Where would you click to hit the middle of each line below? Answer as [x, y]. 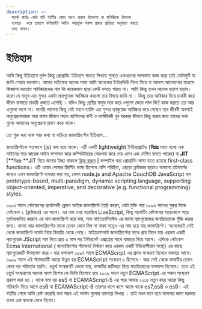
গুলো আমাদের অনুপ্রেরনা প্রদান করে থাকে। [41, 123]
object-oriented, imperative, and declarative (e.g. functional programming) [98, 187]
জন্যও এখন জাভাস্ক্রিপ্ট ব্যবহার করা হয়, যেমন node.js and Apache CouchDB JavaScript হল [99, 174]
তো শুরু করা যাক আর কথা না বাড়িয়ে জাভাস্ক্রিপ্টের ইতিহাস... [57, 135]
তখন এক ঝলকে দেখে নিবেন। [32, 300]
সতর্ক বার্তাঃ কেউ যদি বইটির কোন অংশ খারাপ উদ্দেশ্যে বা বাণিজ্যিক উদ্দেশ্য [71, 17]
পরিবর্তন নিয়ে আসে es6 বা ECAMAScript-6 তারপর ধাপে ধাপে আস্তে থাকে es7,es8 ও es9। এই [98, 287]
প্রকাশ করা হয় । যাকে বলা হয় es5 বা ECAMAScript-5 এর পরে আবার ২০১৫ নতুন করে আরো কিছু [95, 280]
